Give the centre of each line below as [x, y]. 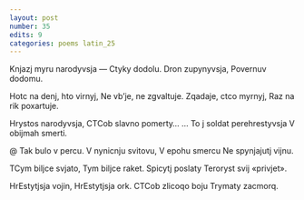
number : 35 [30, 26]
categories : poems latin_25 [63, 43]
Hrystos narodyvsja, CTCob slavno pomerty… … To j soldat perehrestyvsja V [152, 124]
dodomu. [26, 79]
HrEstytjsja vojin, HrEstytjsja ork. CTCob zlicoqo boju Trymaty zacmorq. [144, 186]
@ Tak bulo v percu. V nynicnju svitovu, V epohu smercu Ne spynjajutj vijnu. [152, 151]
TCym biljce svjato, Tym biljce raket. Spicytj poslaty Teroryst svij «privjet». [148, 168]
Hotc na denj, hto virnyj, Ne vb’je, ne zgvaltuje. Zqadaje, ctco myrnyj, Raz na [152, 96]
